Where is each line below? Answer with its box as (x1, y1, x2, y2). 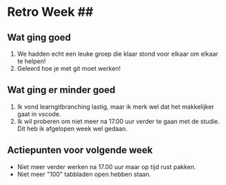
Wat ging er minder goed (7, 84, 116, 96)
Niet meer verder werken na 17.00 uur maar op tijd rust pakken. (17, 162, 196, 171)
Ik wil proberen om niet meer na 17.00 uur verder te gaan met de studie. (17, 117, 220, 125)
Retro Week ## (7, 4, 94, 20)
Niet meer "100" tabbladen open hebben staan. (17, 170, 152, 178)
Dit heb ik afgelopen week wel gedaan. (17, 124, 128, 133)
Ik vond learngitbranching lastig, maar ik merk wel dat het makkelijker (17, 102, 215, 111)
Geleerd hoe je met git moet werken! (17, 65, 121, 72)
